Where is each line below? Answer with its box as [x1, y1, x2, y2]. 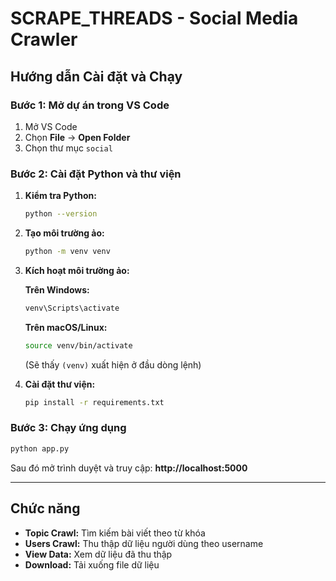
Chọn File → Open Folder [24, 131, 131, 143]
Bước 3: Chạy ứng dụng [10, 421, 127, 435]
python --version [24, 209, 98, 219]
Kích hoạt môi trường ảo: [24, 264, 130, 276]
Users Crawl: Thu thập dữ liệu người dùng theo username [24, 537, 264, 549]
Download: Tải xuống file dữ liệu [24, 558, 160, 571]
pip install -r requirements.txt [24, 397, 165, 407]
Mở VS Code [24, 120, 78, 132]
